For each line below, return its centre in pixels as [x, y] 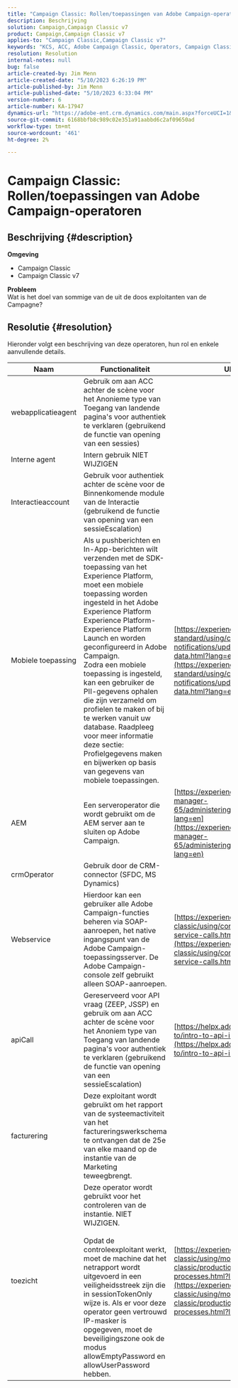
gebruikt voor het [112, 1197]
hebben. [97, 1374]
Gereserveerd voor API [122, 995]
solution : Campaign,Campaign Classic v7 [68, 27]
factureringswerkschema [126, 1131]
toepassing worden [116, 594]
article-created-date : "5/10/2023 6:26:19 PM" [77, 80]
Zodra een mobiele [115, 665]
